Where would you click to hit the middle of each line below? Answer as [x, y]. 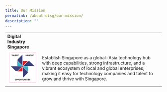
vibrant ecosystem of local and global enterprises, [93, 68]
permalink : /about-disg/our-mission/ [44, 16]
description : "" [22, 21]
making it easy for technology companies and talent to [97, 74]
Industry [16, 42]
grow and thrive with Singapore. [75, 79]
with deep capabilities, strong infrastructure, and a [93, 63]
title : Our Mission [25, 10]
